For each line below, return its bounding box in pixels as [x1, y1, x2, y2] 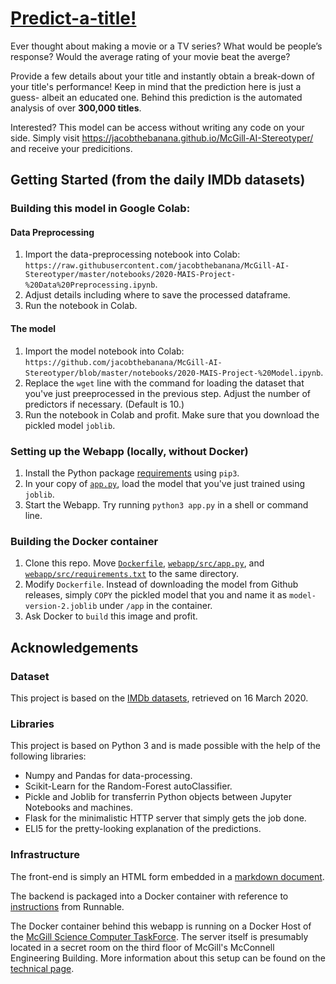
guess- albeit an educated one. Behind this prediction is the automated [10, 91, 303, 103]
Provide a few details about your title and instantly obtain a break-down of [10, 70, 315, 82]
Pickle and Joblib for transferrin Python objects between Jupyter [24, 791, 292, 803]
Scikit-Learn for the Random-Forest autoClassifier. [24, 780, 233, 792]
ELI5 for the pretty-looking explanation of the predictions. [24, 823, 262, 835]
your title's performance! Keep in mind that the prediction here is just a [10, 80, 302, 92]
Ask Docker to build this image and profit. [24, 610, 198, 622]
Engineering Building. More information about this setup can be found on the [10, 952, 326, 964]
